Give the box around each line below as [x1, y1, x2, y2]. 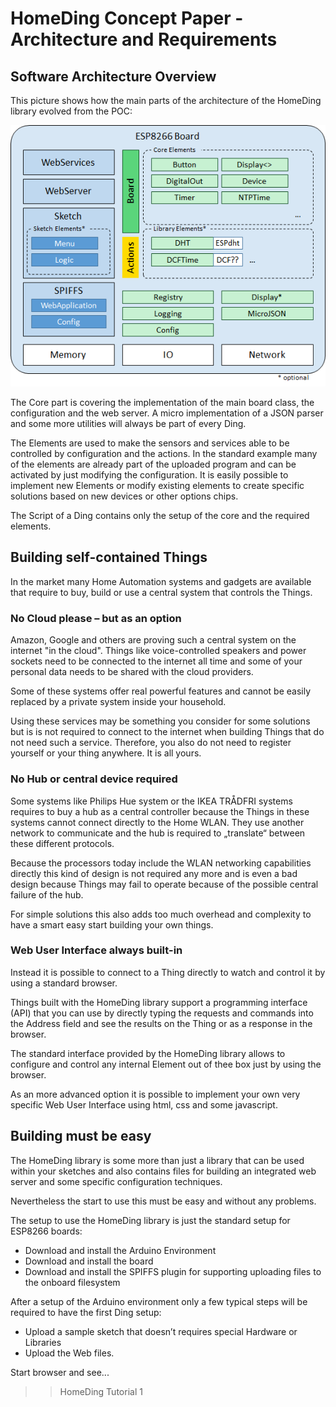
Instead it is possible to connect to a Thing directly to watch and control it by [10, 966, 326, 978]
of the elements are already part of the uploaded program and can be [10, 458, 297, 471]
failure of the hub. [10, 888, 84, 901]
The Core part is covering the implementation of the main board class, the [10, 397, 315, 409]
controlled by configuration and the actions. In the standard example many [10, 448, 318, 460]
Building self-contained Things [10, 549, 208, 566]
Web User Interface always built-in [10, 943, 183, 957]
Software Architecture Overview [10, 68, 217, 85]
